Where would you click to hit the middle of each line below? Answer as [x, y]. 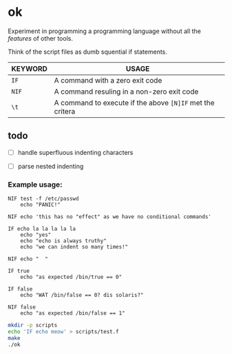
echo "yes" [36, 235]
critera [65, 111]
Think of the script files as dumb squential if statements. [88, 52]
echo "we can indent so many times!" [74, 247]
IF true [19, 271]
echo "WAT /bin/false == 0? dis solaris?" [82, 295]
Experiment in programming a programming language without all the [105, 31]
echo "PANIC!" [40, 205]
